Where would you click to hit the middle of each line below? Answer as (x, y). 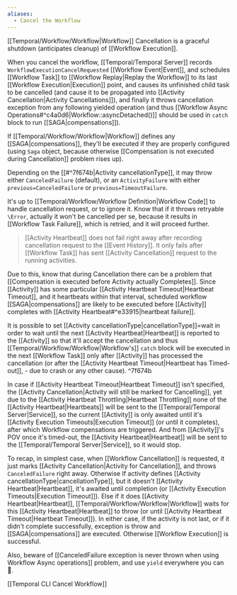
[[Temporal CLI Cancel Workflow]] (57, 584)
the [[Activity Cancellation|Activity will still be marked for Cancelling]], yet (115, 391)
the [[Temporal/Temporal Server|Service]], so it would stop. (94, 445)
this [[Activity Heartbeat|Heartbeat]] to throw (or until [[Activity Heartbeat (115, 511)
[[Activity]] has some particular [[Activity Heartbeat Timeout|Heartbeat (111, 289)
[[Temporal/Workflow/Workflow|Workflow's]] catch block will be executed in (119, 347)
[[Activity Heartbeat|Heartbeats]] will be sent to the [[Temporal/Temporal (114, 407)
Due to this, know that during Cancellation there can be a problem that (110, 274)
